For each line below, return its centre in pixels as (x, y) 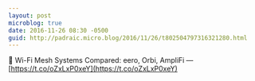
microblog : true (35, 23)
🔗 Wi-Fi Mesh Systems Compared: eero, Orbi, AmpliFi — (101, 60)
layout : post (30, 15)
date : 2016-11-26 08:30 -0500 (59, 30)
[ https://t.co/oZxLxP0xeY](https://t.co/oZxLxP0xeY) (93, 69)
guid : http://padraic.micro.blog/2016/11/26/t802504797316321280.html (128, 38)
